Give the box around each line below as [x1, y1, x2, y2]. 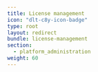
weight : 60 [7, 55, 39, 62]
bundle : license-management [7, 36, 88, 43]
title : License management [7, 10, 85, 17]
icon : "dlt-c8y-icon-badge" [7, 16, 88, 23]
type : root [7, 23, 39, 29]
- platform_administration [13, 49, 91, 56]
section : [7, 42, 32, 49]
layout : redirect [7, 29, 57, 36]
